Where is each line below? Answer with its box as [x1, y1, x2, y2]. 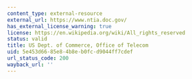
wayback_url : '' [7, 61, 53, 68]
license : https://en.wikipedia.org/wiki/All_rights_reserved [7, 29, 186, 36]
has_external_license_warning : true [7, 23, 112, 30]
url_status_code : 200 [7, 55, 69, 62]
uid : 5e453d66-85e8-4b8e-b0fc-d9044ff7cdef [7, 49, 134, 56]
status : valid [7, 36, 48, 43]
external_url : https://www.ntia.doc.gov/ [7, 16, 128, 23]
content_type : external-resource [7, 10, 103, 17]
